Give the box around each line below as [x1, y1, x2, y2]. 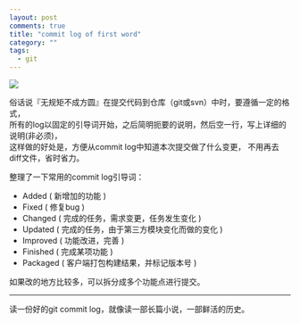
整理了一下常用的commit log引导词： [9, 171, 145, 182]
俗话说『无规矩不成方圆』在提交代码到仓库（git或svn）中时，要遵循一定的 [9, 97, 283, 107]
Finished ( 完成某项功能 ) [21, 246, 113, 257]
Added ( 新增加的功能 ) [21, 191, 107, 201]
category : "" [9, 37, 58, 47]
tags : [9, 46, 29, 55]
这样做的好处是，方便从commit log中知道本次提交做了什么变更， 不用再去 [9, 142, 279, 152]
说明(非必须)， [9, 130, 62, 141]
